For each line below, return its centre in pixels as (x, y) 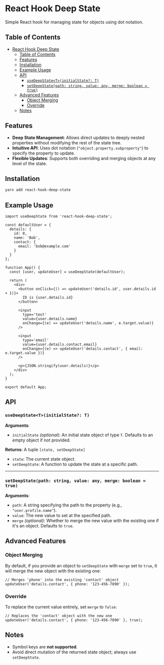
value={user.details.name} (50, 319)
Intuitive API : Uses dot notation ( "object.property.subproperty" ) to (80, 148)
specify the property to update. (43, 153)
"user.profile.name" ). (34, 510)
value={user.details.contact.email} (60, 344)
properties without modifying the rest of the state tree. (67, 142)
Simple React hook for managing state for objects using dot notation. (74, 22)
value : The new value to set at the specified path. (62, 516)
